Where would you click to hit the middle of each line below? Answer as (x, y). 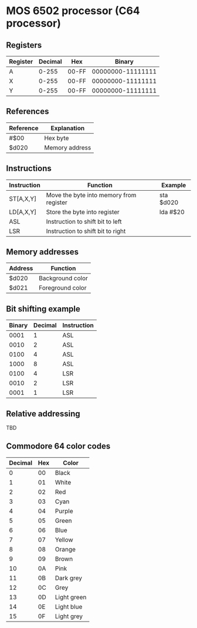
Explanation (68, 128)
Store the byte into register (83, 212)
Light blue (69, 606)
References (28, 112)
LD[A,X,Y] (23, 212)
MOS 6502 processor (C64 (73, 11)
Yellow (64, 540)
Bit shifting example (43, 309)
